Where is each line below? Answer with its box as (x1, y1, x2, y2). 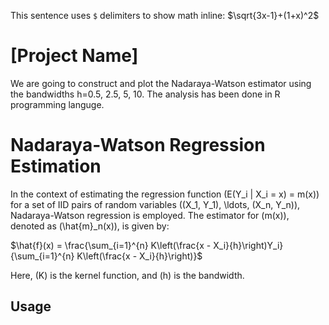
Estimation (10, 155, 102, 178)
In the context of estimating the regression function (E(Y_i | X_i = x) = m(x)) (10, 188, 320, 200)
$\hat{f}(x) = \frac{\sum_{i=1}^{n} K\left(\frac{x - (10, 239, 212, 251)
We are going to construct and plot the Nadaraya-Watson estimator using (10, 77, 312, 89)
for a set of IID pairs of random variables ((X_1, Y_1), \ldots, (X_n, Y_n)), (10, 198, 301, 210)
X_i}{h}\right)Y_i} (213, 239, 284, 251)
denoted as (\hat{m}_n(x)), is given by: (10, 220, 170, 232)
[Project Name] (10, 45, 139, 67)
